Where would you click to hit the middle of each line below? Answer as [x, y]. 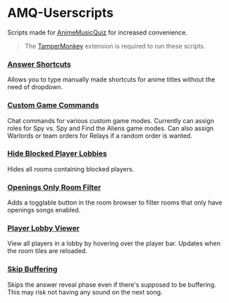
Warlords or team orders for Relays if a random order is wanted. [100, 136]
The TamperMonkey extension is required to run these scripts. [115, 46]
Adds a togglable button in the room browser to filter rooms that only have [115, 202]
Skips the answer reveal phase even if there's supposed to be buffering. [112, 284]
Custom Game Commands [53, 105]
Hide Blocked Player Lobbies [57, 154]
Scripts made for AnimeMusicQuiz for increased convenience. [98, 32]
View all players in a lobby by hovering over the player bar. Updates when [114, 243]
